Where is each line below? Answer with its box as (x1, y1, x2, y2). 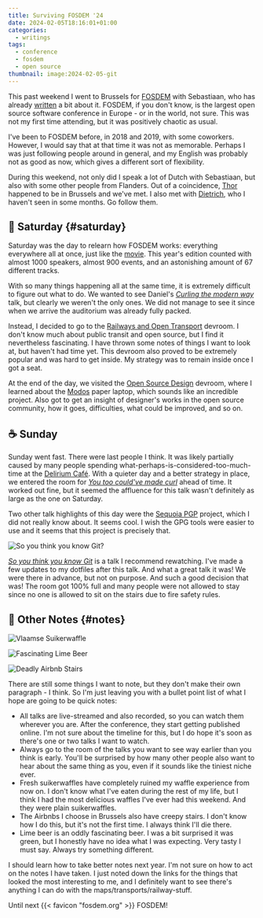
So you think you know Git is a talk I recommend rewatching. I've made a (8, 556, 243, 566)
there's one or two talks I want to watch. (19, 736, 150, 746)
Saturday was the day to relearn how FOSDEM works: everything (8, 241, 218, 250)
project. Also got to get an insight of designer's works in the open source (8, 395, 245, 405)
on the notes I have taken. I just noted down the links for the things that (8, 868, 238, 878)
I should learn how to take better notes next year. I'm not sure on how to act (8, 861, 253, 870)
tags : (8, 41, 26, 49)
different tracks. (8, 266, 60, 275)
